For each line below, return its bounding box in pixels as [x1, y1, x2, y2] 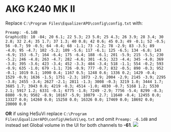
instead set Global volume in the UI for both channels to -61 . [5, 122, 132, 128]
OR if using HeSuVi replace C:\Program [5, 111, 87, 117]
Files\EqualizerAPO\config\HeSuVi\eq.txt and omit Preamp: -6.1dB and [5, 116, 157, 122]
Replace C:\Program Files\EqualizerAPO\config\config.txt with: [5, 20, 143, 26]
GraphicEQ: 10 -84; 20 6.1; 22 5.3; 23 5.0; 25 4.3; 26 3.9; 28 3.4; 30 [5, 34, 164, 39]
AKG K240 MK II [5, 3, 75, 15]
